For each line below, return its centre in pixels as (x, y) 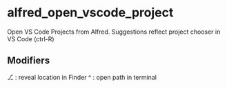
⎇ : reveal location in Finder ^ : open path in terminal (82, 77)
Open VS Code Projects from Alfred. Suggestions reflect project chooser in (114, 32)
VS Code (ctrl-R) (31, 38)
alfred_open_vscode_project (90, 13)
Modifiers (29, 61)
